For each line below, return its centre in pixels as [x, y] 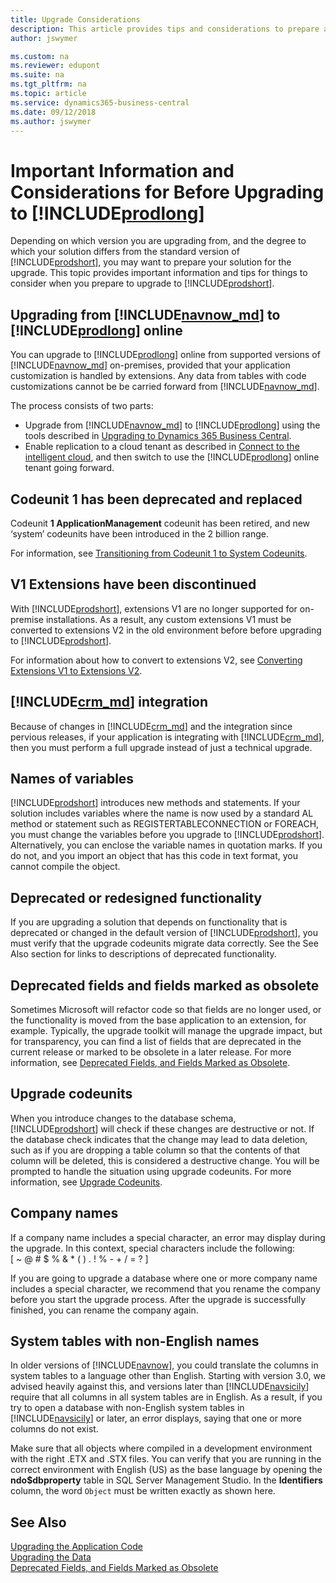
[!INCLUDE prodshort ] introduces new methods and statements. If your [155, 803]
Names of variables [72, 778]
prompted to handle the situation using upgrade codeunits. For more [151, 1171]
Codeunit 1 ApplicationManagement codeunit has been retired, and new [160, 523]
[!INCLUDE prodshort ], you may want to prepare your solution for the [151, 262]
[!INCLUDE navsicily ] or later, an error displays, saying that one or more [156, 1418]
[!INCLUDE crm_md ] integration [109, 702]
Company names [64, 1213]
